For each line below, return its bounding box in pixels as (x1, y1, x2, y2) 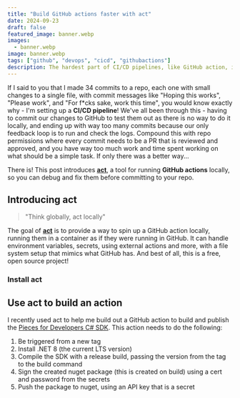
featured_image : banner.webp (7, 30, 94, 38)
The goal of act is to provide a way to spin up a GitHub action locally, (7, 227, 211, 235)
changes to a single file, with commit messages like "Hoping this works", (7, 91, 221, 99)
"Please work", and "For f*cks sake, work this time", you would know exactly (7, 98, 233, 107)
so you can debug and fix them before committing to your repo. (7, 173, 194, 181)
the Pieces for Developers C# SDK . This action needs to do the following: (7, 323, 223, 332)
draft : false (7, 24, 46, 31)
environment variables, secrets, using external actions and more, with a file (7, 242, 229, 250)
